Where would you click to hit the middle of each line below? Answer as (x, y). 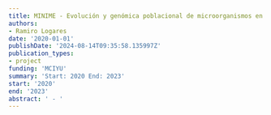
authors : (23, 23)
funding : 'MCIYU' (38, 69)
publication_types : (41, 53)
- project (25, 62)
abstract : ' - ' (36, 99)
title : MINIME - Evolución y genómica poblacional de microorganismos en (136, 16)
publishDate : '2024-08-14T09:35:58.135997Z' (85, 46)
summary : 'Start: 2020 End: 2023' (67, 76)
